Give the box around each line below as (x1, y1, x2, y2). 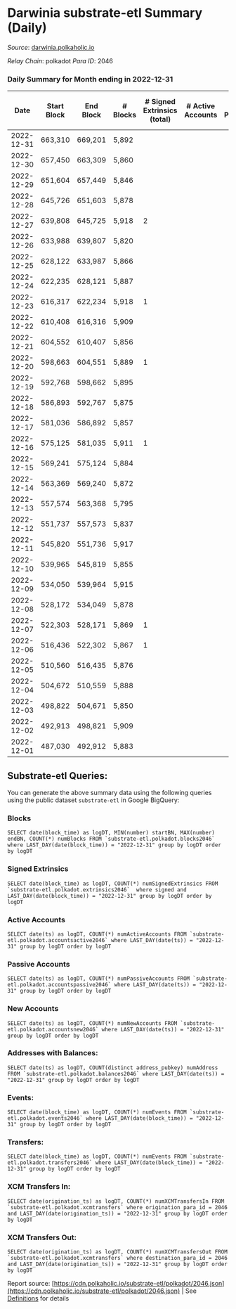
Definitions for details (7, 1294, 70, 1303)
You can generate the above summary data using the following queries (7, 789, 212, 797)
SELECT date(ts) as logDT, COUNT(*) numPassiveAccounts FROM (7, 975, 190, 982)
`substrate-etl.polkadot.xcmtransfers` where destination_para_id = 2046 (7, 1255, 228, 1262)
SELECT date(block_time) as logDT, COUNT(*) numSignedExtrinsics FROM (7, 880, 218, 887)
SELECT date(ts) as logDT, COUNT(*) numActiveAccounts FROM (7, 930, 188, 938)
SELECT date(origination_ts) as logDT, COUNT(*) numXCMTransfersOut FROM (7, 1249, 228, 1256)
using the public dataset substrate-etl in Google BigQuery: (7, 796, 180, 804)
